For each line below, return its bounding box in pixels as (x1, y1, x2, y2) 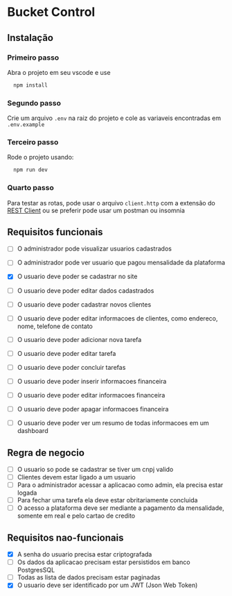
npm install (13, 81, 48, 89)
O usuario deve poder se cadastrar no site (17, 272, 138, 281)
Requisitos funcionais (7, 226, 103, 238)
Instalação (7, 32, 54, 44)
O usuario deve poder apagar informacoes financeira (17, 405, 169, 414)
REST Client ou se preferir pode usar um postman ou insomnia (7, 206, 186, 214)
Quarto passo (7, 183, 54, 193)
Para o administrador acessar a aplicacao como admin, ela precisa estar (17, 481, 224, 489)
